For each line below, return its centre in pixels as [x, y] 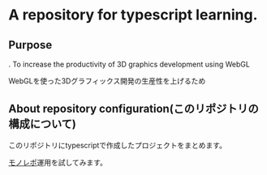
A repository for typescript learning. [133, 15]
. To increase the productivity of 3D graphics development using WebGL [129, 64]
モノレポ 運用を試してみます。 [58, 162]
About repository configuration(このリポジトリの [134, 109]
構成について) [43, 124]
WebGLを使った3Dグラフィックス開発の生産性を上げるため [107, 81]
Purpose [30, 45]
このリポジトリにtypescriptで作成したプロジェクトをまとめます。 [118, 145]
